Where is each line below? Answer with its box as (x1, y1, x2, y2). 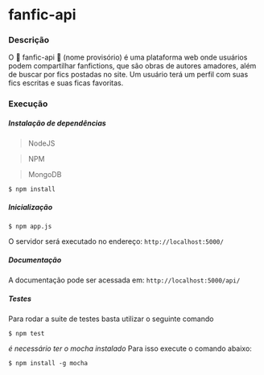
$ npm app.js (8, 223, 52, 231)
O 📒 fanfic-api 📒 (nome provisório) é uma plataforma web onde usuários (8, 52, 248, 62)
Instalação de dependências (8, 118, 106, 128)
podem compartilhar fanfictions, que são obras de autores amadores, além (8, 61, 257, 71)
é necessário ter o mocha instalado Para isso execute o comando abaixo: (8, 344, 252, 353)
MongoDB (27, 170, 62, 179)
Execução (8, 98, 48, 109)
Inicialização (8, 202, 53, 212)
